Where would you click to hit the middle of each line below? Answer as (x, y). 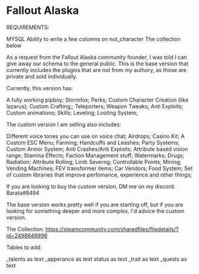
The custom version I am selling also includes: (64, 124)
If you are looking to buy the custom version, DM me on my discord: (91, 186)
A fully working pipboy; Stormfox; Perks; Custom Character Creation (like (97, 100)
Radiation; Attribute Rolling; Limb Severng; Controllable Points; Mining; (94, 161)
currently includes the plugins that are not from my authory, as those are (96, 70)
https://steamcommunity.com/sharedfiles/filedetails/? (112, 229)
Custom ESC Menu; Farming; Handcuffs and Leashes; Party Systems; (93, 142)
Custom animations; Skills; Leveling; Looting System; (72, 113)
